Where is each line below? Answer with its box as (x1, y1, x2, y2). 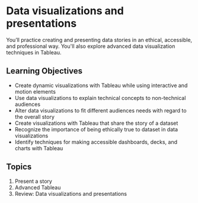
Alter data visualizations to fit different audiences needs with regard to (14, 107, 187, 114)
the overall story (14, 113, 55, 120)
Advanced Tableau (14, 183, 61, 191)
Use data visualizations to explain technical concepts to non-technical (14, 94, 186, 101)
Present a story (14, 178, 52, 185)
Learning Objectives (6, 66, 83, 76)
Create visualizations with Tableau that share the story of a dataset (14, 120, 178, 127)
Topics (6, 162, 32, 172)
